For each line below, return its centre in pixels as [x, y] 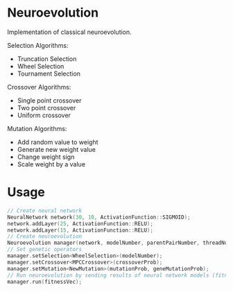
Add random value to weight [58, 142]
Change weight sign [46, 157]
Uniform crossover [44, 115]
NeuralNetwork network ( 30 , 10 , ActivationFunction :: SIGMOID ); [99, 217]
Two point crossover [46, 108]
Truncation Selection [47, 59]
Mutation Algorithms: [37, 128]
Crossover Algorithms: [39, 87]
